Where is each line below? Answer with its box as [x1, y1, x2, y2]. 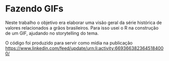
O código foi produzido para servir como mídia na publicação [5, 39, 133, 45]
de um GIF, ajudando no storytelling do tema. [5, 30, 99, 36]
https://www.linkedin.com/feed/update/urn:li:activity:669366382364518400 [5, 45, 164, 51]
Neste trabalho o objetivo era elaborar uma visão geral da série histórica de [5, 19, 162, 25]
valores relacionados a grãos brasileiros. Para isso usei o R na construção [5, 24, 159, 30]
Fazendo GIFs [5, 3, 64, 14]
